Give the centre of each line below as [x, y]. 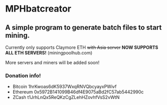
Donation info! [23, 75]
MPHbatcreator [38, 9]
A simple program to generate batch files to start [83, 28]
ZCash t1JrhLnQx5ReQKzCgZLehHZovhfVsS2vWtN [66, 97]
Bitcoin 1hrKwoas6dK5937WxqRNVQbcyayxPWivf [65, 87]
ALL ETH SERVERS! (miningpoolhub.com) [49, 53]
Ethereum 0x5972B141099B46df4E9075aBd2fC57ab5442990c [78, 92]
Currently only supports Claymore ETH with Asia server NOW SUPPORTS [82, 47]
